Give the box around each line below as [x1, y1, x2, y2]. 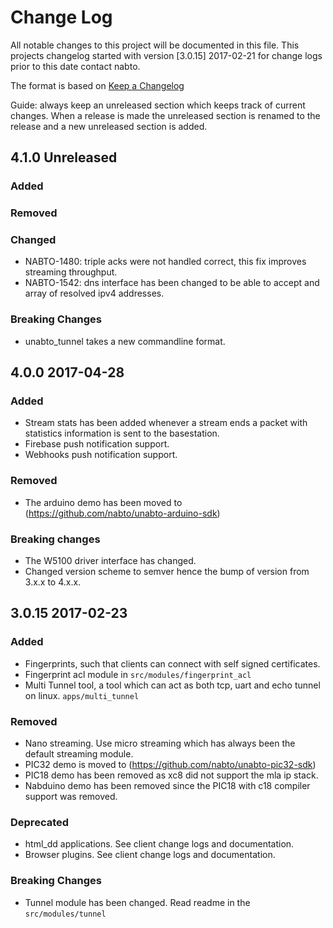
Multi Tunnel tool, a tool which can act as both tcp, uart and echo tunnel [24, 679, 321, 691]
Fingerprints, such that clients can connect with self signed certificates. [24, 657, 321, 670]
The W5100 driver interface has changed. [24, 555, 197, 567]
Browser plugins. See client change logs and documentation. [24, 849, 276, 861]
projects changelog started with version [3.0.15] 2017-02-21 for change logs [10, 49, 323, 61]
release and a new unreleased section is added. [10, 120, 208, 132]
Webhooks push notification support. [24, 449, 178, 461]
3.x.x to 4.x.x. [24, 576, 82, 588]
